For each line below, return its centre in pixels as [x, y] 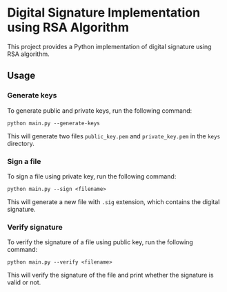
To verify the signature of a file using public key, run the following [100, 242]
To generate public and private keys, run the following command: [100, 110]
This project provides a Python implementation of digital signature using [109, 46]
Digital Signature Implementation [104, 13]
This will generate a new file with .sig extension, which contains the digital [113, 201]
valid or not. [24, 282]
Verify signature [35, 227]
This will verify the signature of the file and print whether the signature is [110, 275]
